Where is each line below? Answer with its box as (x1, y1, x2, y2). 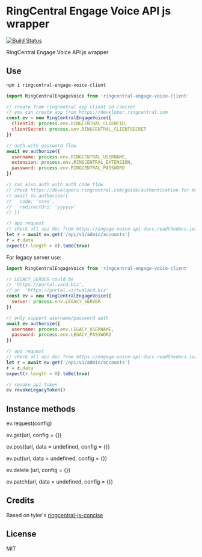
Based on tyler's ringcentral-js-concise (6, 511, 103, 518)
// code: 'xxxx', (6, 198, 55, 204)
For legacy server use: (6, 254, 62, 261)
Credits (6, 496, 35, 506)
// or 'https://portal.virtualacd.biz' (6, 287, 109, 293)
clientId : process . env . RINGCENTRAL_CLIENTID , (11, 120, 128, 127)
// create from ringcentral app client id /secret (6, 104, 136, 110)
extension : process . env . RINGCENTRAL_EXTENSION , (11, 160, 133, 166)
